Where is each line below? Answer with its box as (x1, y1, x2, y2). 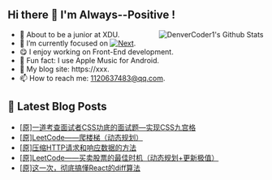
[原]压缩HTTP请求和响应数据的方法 (19, 143, 137, 152)
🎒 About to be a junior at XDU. (19, 29, 120, 39)
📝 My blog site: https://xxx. (19, 64, 110, 74)
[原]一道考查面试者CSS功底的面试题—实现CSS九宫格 (19, 122, 196, 132)
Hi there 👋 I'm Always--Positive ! (7, 8, 176, 22)
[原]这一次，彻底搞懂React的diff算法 (19, 163, 141, 173)
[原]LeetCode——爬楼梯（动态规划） (19, 132, 144, 142)
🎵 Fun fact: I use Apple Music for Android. (19, 55, 160, 65)
